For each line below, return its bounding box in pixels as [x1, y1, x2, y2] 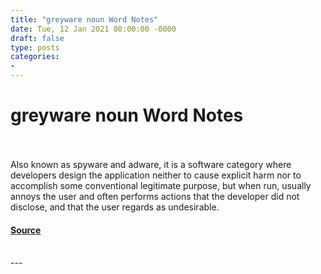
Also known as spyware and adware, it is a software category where [10, 158, 292, 170]
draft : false [10, 33, 65, 43]
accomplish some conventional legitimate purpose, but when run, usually [10, 179, 312, 191]
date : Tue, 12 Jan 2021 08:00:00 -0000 [10, 24, 177, 34]
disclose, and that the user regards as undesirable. [10, 201, 220, 213]
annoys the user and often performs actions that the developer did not [10, 190, 300, 202]
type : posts [10, 42, 60, 53]
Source [10, 224, 42, 236]
